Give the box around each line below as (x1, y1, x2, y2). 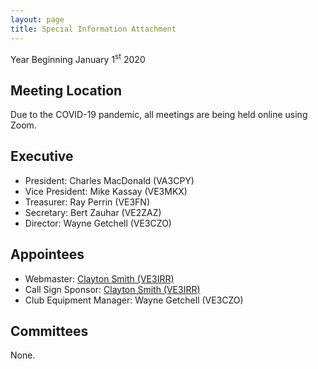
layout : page (10, 14, 65, 25)
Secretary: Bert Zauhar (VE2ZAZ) (24, 206, 162, 218)
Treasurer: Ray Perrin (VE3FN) (24, 196, 151, 208)
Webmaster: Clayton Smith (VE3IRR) (24, 272, 175, 285)
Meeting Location (10, 82, 123, 99)
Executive (10, 148, 74, 165)
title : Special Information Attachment (10, 24, 177, 34)
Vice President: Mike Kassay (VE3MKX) (24, 185, 188, 197)
